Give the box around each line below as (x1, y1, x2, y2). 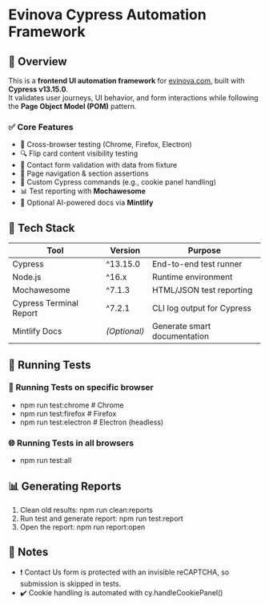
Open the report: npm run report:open (19, 522, 146, 531)
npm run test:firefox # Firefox (19, 408, 117, 418)
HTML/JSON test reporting (151, 285, 253, 296)
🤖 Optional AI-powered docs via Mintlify (19, 198, 154, 208)
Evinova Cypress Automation (8, 6, 207, 24)
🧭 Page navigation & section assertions (19, 169, 150, 178)
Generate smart (151, 321, 211, 332)
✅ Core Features (8, 121, 74, 132)
